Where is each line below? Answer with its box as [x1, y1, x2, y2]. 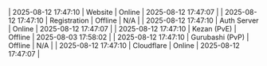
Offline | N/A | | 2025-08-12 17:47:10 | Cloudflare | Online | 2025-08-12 [8, 41, 241, 50]
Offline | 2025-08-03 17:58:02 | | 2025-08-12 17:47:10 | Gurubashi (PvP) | [8, 32, 249, 42]
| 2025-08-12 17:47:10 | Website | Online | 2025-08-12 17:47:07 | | [8, 8, 223, 16]
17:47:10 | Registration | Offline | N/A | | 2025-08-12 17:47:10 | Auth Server [17, 16, 259, 25]
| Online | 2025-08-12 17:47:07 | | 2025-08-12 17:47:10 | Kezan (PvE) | [8, 24, 237, 33]
